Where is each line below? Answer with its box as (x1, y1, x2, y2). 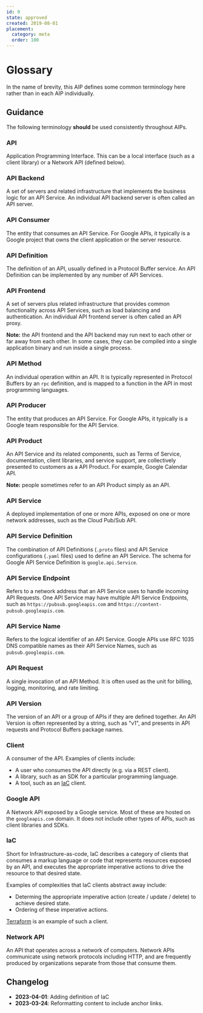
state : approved (6, 15, 47, 21)
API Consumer (6, 216, 50, 224)
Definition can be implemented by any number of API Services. (6, 271, 164, 278)
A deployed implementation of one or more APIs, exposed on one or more (6, 510, 190, 517)
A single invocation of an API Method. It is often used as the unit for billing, (6, 678, 193, 685)
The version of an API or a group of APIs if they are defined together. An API (6, 713, 196, 720)
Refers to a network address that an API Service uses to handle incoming (6, 588, 189, 595)
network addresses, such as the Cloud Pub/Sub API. (6, 517, 138, 524)
